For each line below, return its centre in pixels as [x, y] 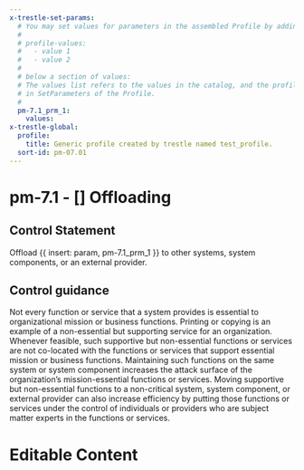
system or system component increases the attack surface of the [131, 370]
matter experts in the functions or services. [90, 418]
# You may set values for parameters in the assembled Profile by [145, 26]
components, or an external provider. [78, 262]
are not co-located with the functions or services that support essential [142, 350]
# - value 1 [44, 52]
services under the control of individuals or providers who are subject [139, 408]
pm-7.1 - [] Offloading [90, 197]
